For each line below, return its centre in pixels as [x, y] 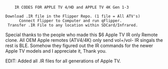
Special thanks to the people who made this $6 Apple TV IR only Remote [82, 35]
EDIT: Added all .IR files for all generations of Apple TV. [63, 61]
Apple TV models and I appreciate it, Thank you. [56, 51]
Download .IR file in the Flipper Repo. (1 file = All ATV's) [73, 16]
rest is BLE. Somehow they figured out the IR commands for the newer [79, 45]
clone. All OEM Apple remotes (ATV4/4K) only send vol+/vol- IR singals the [84, 40]
